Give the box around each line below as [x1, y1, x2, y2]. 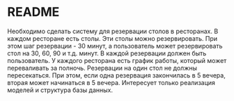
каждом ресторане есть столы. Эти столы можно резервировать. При [7, 34, 218, 42]
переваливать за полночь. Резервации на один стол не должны [7, 64, 197, 72]
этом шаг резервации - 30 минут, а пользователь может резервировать [7, 42, 223, 50]
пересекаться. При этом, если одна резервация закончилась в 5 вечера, [7, 71, 226, 80]
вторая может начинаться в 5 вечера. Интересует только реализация [7, 78, 216, 86]
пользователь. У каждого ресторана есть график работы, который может [7, 56, 227, 64]
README [7, 4, 60, 20]
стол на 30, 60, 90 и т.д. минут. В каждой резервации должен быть [7, 49, 207, 57]
